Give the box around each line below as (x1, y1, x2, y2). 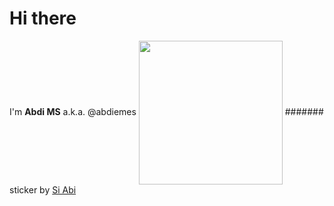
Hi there (9, 7, 77, 30)
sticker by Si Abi (9, 183, 77, 196)
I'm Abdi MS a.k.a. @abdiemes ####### (9, 105, 324, 117)
